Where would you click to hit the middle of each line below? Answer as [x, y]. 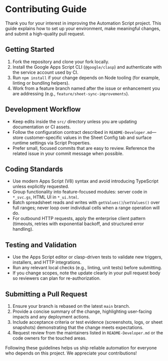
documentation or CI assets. [42, 127]
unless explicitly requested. [41, 187]
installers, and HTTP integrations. [47, 262]
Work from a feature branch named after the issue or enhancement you [86, 88]
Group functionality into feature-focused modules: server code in [80, 192]
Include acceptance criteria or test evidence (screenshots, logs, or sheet [88, 322]
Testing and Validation [41, 245]
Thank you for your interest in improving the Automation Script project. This [83, 23]
